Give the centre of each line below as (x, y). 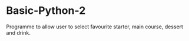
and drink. (19, 32)
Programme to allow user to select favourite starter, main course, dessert (95, 27)
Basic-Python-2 (46, 11)
